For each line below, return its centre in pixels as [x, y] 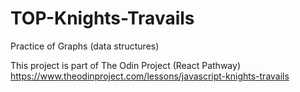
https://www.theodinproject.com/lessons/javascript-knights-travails [150, 76]
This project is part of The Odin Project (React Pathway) [125, 65]
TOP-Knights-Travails [102, 18]
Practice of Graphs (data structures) [85, 46]
